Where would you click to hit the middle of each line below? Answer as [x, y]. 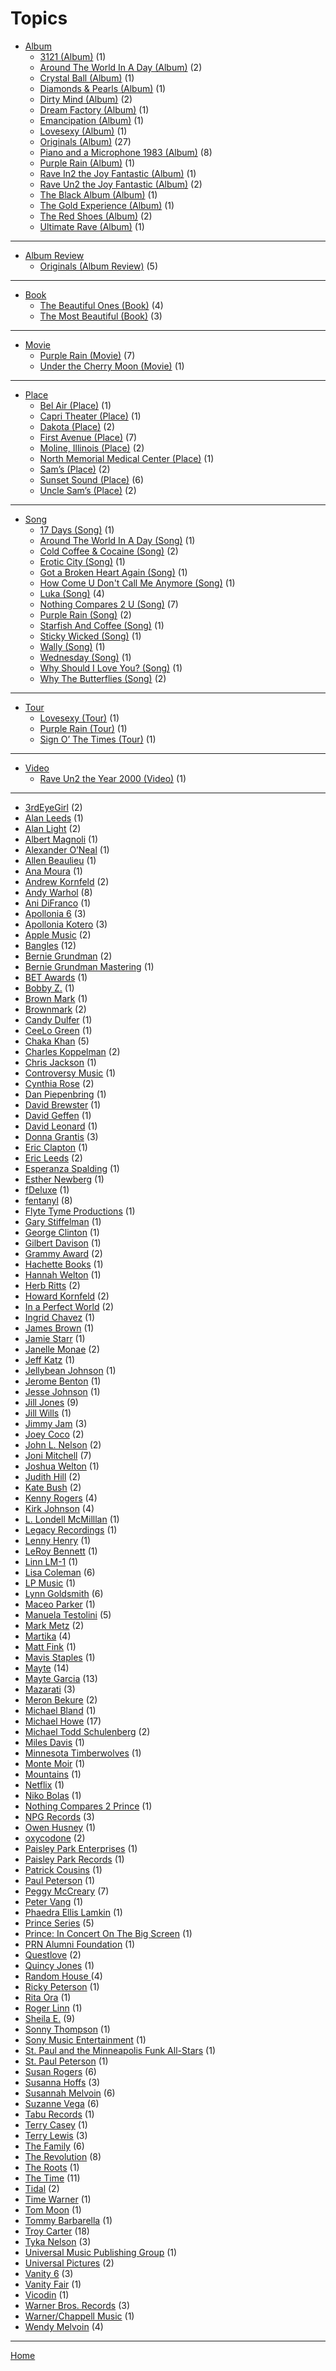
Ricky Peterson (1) [62, 1986]
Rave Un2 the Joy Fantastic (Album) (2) [121, 184]
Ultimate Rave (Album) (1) [92, 226]
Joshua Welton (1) [62, 1466]
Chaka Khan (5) [57, 1041]
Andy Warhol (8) [58, 892]
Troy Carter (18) [57, 2231]
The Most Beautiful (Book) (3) [101, 316]
